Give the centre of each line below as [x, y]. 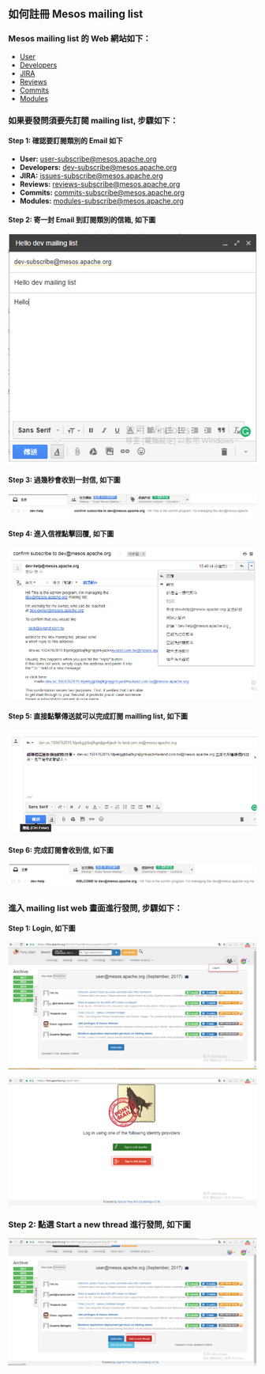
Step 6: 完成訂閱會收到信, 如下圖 [61, 850]
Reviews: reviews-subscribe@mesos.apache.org [100, 184]
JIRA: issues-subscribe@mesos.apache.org [91, 176]
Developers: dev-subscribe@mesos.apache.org [98, 167]
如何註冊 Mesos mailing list [76, 14]
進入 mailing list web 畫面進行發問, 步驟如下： [95, 908]
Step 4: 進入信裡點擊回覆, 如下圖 [61, 534]
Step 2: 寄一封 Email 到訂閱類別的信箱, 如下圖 [82, 220]
